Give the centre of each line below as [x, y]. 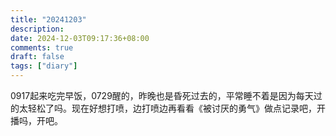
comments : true [42, 47]
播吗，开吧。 [36, 120]
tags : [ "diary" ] [44, 66]
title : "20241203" [48, 19]
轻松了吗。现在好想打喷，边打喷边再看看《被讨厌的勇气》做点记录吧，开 [176, 108]
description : [37, 29]
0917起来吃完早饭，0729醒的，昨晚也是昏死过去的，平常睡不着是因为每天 [162, 95]
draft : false [37, 57]
